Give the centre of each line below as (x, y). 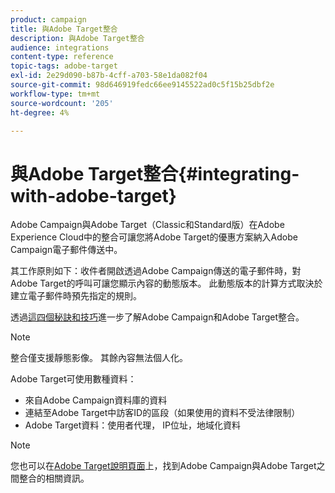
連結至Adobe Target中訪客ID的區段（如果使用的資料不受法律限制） (162, 413)
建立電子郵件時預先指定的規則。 (76, 296)
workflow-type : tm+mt (55, 94)
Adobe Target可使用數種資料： (73, 379)
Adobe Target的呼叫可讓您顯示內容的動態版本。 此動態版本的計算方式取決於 (166, 283)
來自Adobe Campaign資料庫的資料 (96, 400)
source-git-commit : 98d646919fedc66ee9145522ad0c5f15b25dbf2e (142, 85)
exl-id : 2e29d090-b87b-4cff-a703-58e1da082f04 (109, 76)
